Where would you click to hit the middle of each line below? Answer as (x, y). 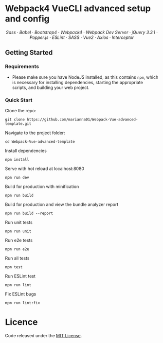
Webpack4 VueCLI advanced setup (78, 9)
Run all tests (17, 258)
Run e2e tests (19, 240)
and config (27, 19)
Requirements (22, 67)
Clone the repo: (21, 110)
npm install (17, 159)
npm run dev (17, 177)
